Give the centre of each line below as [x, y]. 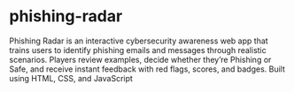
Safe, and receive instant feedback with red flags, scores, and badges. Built [147, 69]
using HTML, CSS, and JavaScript [71, 78]
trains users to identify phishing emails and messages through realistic [138, 50]
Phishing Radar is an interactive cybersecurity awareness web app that [139, 41]
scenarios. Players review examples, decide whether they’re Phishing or [140, 59]
